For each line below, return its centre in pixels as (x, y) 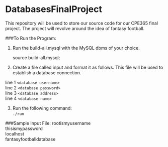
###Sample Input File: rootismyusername (48, 123)
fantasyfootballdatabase (30, 139)
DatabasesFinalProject (54, 9)
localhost (15, 133)
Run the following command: (42, 108)
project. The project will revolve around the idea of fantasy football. (75, 28)
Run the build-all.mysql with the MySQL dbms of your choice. (76, 48)
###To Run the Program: (31, 38)
